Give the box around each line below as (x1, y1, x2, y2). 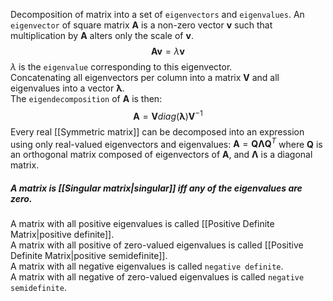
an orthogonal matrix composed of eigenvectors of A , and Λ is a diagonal (10, 149, 313, 161)
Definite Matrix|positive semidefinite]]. (10, 250, 168, 262)
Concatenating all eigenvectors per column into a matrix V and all (10, 72, 280, 83)
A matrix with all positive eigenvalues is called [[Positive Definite (10, 218, 275, 230)
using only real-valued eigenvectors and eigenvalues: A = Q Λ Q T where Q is (10, 136, 323, 150)
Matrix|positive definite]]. (10, 229, 115, 241)
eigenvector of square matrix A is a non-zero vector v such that (10, 19, 273, 31)
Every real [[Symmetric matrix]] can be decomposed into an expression (10, 125, 305, 138)
